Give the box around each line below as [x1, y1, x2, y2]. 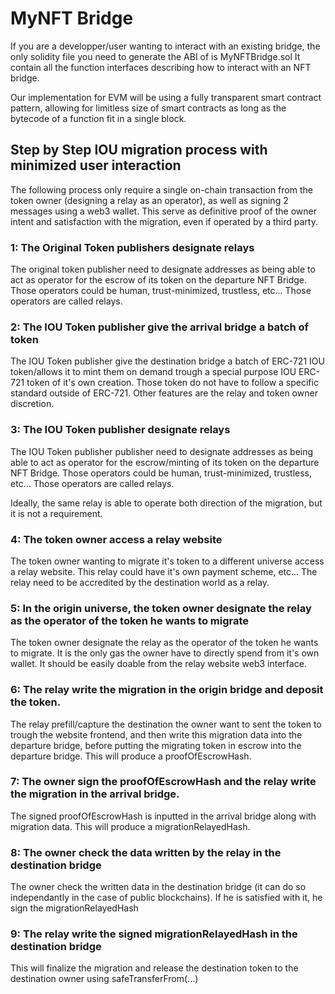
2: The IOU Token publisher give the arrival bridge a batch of [10, 320, 310, 334]
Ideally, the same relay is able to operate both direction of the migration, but [10, 497, 323, 509]
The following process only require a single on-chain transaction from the [10, 183, 313, 196]
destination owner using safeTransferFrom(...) [10, 973, 199, 985]
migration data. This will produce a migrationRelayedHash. [10, 820, 251, 832]
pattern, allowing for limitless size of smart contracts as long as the [10, 102, 287, 114]
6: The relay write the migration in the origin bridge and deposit [10, 683, 324, 697]
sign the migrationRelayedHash [10, 902, 139, 914]
